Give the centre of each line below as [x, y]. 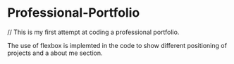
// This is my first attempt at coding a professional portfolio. [93, 32]
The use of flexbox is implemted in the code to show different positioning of [117, 45]
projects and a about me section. [55, 53]
